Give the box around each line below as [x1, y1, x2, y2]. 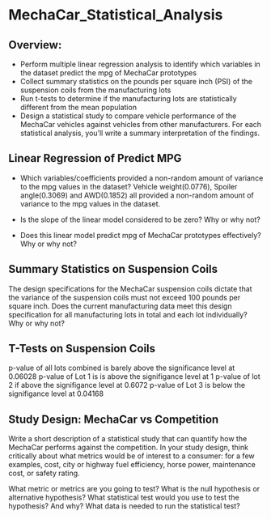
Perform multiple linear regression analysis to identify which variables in [19, 59, 260, 69]
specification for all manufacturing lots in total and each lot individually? [8, 309, 248, 319]
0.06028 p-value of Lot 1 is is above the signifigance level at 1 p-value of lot [8, 372, 260, 381]
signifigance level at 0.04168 [8, 389, 104, 398]
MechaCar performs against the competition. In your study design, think [8, 443, 249, 453]
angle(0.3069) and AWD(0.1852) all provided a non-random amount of [19, 190, 254, 200]
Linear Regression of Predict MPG [8, 151, 182, 165]
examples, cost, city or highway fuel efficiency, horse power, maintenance [8, 460, 256, 470]
